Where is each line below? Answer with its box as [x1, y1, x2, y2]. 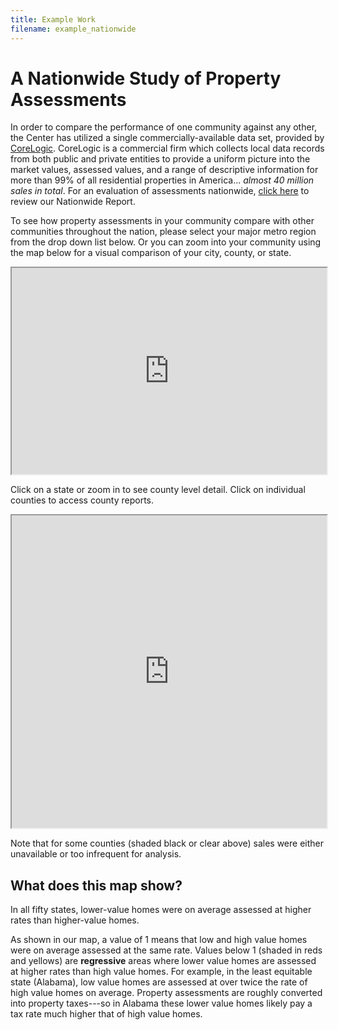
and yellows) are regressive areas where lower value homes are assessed [10, 955, 317, 967]
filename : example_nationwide [10, 24, 137, 34]
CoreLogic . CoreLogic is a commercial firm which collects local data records [10, 142, 325, 155]
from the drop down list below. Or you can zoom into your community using [10, 236, 322, 248]
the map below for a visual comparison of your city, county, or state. [10, 247, 292, 259]
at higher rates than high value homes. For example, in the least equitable [10, 966, 313, 978]
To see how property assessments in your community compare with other [10, 215, 315, 227]
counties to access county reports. [10, 494, 155, 506]
